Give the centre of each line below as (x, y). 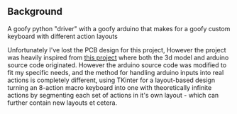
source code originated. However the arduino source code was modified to (117, 65)
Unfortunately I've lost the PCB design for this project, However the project (117, 50)
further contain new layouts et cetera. (62, 103)
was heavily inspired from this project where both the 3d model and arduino (118, 57)
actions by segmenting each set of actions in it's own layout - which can (113, 95)
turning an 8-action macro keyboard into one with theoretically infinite (110, 87)
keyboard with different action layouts (63, 36)
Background (35, 12)
